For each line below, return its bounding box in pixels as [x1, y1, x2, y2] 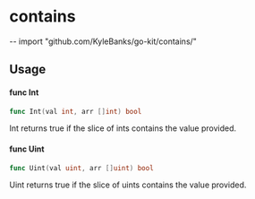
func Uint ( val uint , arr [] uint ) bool [9, 163, 154, 172]
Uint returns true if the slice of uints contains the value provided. [9, 179, 247, 190]
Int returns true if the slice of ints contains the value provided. [9, 123, 237, 134]
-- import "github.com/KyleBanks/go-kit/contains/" [9, 36, 197, 47]
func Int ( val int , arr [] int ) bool [9, 107, 142, 116]
